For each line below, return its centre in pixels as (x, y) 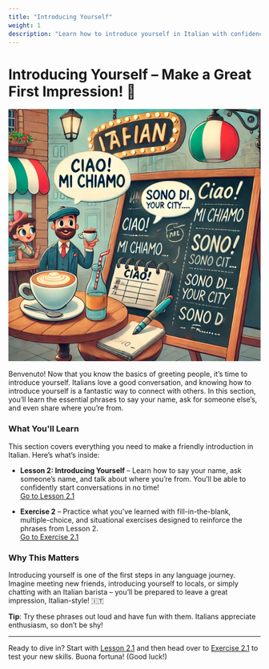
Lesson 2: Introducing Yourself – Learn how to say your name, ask (130, 470)
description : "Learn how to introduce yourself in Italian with (118, 34)
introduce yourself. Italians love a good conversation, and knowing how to (130, 383)
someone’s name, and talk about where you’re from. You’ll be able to (133, 479)
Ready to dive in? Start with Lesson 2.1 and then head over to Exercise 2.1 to (133, 647)
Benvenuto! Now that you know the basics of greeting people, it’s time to (128, 374)
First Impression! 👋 (72, 91)
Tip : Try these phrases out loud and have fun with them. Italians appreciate (132, 616)
